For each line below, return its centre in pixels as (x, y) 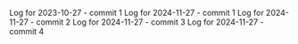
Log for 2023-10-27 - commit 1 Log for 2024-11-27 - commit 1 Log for (137, 13)
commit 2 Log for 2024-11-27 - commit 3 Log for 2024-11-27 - (150, 22)
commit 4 (27, 31)
